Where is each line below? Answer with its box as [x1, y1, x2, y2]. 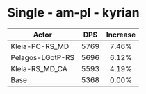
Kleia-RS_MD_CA [10, 64, 68, 73]
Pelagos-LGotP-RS [10, 53, 75, 62]
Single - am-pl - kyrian [7, 5, 140, 21]
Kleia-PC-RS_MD [10, 41, 70, 51]
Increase [106, 30, 136, 39]
